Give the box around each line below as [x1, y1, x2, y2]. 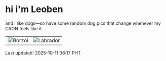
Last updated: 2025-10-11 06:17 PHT [5, 49, 81, 56]
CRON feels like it [5, 25, 42, 31]
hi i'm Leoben [5, 4, 63, 15]
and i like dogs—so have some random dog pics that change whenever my [5, 20, 161, 26]
